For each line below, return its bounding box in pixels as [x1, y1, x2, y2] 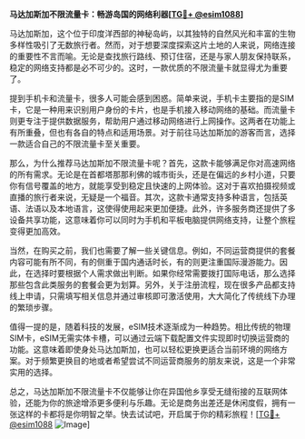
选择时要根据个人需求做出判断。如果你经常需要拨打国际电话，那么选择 [33, 268, 296, 278]
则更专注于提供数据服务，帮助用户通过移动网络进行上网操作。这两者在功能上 [9, 115, 296, 126]
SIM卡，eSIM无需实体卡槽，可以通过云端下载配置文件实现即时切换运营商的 [9, 333, 290, 344]
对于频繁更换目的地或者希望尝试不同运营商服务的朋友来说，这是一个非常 [25, 355, 296, 366]
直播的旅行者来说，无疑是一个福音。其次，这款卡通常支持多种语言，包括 [9, 192, 280, 203]
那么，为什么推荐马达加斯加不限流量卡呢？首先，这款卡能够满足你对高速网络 [9, 158, 296, 168]
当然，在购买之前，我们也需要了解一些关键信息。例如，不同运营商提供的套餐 [9, 245, 296, 255]
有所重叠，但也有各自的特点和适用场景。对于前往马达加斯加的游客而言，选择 [9, 127, 296, 137]
